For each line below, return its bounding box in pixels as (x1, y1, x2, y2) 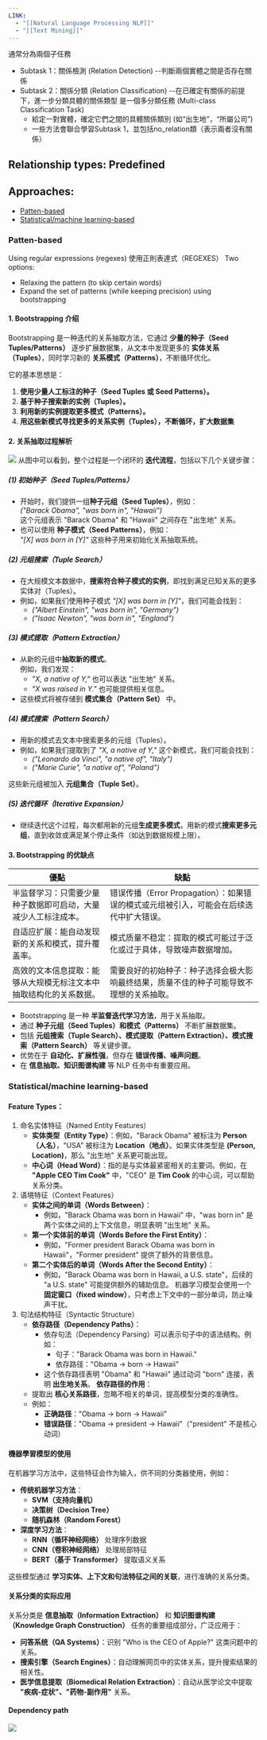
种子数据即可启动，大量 (12, 900, 101, 911)
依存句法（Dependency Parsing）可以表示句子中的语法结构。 (43, 1329, 245, 1339)
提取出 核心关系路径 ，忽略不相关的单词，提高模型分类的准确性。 (31, 1389, 243, 1399)
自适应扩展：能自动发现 (12, 926, 101, 937)
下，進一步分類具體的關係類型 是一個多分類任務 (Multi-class (19, 96, 216, 106)
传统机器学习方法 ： (19, 1485, 83, 1494)
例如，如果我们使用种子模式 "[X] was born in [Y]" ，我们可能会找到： (19, 596, 244, 605)
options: (8, 262, 36, 271)
